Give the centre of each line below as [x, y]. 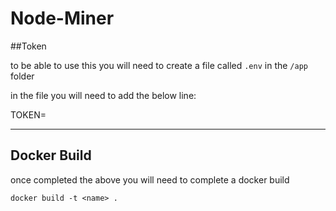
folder [22, 76]
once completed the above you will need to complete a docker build [150, 179]
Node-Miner [62, 18]
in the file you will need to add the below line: [103, 95]
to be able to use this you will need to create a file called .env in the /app [159, 65]
